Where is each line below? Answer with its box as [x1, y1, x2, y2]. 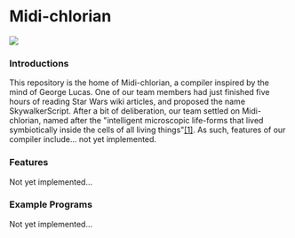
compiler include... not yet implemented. [9, 134, 157, 145]
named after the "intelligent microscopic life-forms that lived [43, 115, 264, 126]
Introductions [9, 57, 69, 69]
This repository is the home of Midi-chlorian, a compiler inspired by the [9, 77, 269, 88]
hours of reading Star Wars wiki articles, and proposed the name [9, 96, 246, 107]
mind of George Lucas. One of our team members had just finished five [9, 87, 270, 98]
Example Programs [9, 198, 93, 210]
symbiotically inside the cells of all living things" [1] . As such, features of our [9, 124, 286, 135]
